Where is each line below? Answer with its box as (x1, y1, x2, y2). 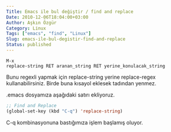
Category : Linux (6, 25, 46, 31)
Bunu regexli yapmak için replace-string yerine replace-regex (6, 73, 156, 81)
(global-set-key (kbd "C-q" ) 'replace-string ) (6, 108, 123, 114)
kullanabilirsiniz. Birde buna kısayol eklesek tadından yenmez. (6, 79, 157, 86)
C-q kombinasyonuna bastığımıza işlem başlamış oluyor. (6, 119, 143, 126)
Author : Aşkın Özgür (6, 20, 57, 25)
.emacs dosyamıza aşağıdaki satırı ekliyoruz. (6, 91, 115, 98)
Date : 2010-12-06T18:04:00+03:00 (6, 14, 89, 20)
